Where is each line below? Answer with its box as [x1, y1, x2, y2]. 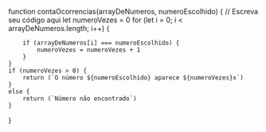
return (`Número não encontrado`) [22, 95, 137, 103]
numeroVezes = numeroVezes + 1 [37, 46, 141, 54]
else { [8, 87, 30, 95]
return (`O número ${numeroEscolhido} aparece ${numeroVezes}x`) [22, 74, 244, 82]
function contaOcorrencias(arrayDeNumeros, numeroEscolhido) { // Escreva [8, 7, 259, 16]
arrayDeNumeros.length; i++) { [8, 24, 110, 33]
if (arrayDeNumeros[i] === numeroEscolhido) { [22, 39, 180, 47]
